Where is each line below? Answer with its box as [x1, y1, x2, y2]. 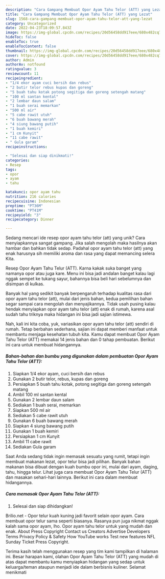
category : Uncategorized [5, 21, 56, 26]
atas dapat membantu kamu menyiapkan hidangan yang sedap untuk [5, 559, 145, 565]
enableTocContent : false [5, 44, 56, 49]
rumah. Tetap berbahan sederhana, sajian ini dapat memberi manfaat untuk [5, 326, 158, 332]
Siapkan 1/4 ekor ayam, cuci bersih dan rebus [12, 371, 105, 377]
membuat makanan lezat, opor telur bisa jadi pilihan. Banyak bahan [5, 458, 141, 465]
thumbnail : [5, 48, 28, 53]
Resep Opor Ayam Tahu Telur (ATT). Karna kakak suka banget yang [5, 265, 141, 271]
